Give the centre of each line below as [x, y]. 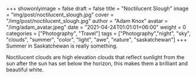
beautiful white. [25, 69]
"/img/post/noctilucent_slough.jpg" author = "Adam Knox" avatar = [87, 21]
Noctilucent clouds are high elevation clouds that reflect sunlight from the [95, 57]
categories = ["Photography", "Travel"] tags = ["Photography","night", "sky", [99, 33]
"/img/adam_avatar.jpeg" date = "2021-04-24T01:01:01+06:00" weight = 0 [96, 27]
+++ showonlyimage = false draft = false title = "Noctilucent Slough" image [97, 9]
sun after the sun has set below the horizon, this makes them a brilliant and [97, 63]
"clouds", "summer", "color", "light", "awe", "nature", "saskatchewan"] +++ [97, 40]
